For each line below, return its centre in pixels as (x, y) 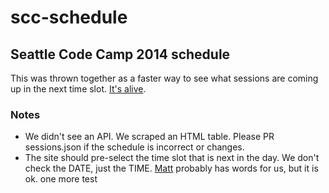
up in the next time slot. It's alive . (78, 89)
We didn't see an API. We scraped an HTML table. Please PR (149, 137)
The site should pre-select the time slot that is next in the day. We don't (172, 158)
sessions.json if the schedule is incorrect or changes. (134, 147)
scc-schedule (69, 17)
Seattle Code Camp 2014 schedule (120, 54)
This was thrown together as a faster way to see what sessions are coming (164, 78)
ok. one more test (61, 179)
